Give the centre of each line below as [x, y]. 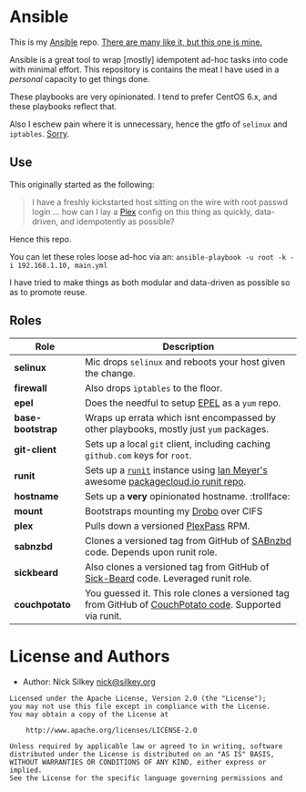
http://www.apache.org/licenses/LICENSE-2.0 [112, 730]
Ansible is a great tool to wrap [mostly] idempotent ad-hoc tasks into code [149, 59]
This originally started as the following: [82, 184]
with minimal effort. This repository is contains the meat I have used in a [144, 69]
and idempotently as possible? [117, 221]
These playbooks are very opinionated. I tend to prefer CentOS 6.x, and [143, 97]
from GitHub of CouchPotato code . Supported [183, 604]
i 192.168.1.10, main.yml [58, 265]
